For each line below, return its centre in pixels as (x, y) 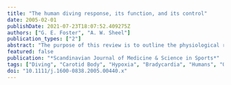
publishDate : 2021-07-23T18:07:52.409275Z (69, 26)
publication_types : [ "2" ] (44, 39)
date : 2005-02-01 (32, 20)
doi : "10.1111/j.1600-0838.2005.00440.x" (67, 71)
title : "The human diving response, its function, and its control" (107, 13)
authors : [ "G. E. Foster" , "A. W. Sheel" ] (69, 33)
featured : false (30, 52)
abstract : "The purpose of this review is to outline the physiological (113, 45)
